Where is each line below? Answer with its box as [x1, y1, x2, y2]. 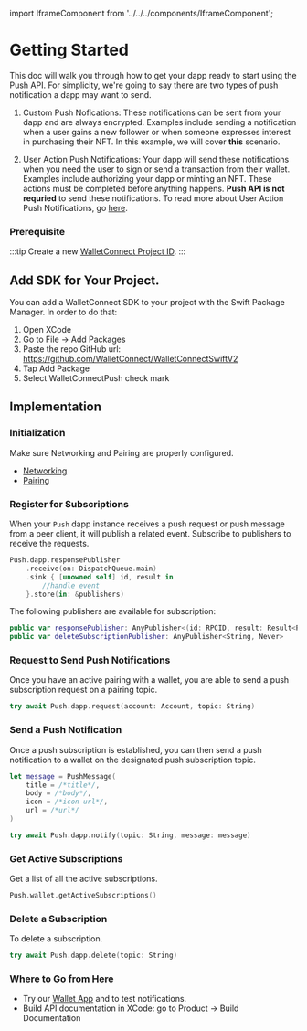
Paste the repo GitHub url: [22, 344, 122, 355]
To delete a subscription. [9, 933, 103, 944]
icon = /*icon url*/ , [26, 797, 108, 807]
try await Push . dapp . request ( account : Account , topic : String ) [9, 702, 256, 711]
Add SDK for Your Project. [9, 272, 160, 288]
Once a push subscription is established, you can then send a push [9, 744, 262, 755]
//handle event [42, 580, 101, 590]
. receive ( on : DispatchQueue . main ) [26, 564, 157, 573]
